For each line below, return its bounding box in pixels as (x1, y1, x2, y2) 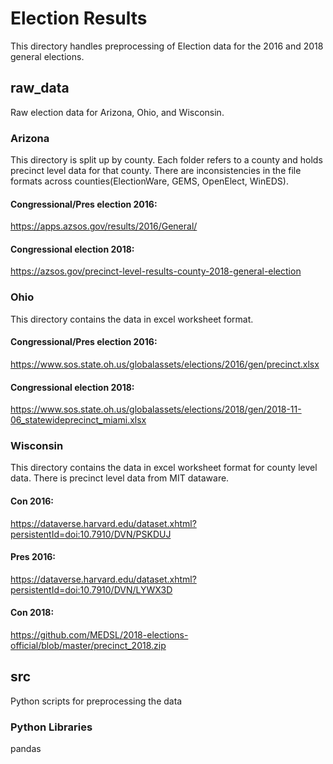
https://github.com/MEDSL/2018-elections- (10, 629, 189, 641)
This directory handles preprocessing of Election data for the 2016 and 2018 (10, 40, 324, 52)
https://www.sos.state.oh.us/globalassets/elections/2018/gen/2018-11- (10, 403, 302, 416)
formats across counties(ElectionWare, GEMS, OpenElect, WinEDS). (10, 175, 289, 187)
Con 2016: (10, 495, 55, 507)
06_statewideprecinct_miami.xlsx (10, 414, 147, 426)
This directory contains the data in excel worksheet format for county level (10, 462, 318, 474)
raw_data (10, 80, 70, 97)
